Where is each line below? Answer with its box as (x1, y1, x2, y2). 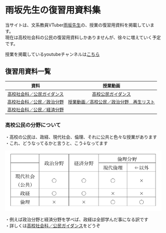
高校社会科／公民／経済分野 (7, 107, 64, 113)
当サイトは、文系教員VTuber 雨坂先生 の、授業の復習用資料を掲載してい (5, 22, 150, 28)
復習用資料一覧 (5, 67, 51, 76)
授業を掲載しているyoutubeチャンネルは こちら (5, 51, 100, 57)
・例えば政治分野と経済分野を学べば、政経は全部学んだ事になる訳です (5, 217, 149, 223)
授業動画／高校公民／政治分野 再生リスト (68, 99, 155, 105)
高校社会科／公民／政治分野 (7, 99, 64, 105)
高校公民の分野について (5, 121, 61, 128)
